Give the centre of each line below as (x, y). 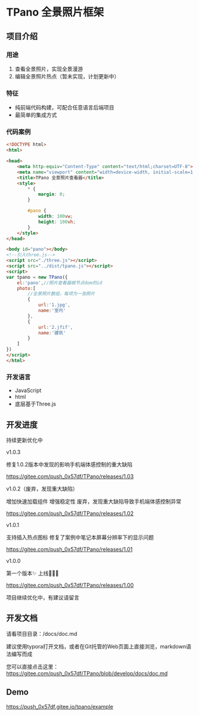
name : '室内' (52, 311)
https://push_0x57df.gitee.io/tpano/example (60, 706)
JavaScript (28, 391)
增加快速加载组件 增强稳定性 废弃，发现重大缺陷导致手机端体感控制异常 (94, 501)
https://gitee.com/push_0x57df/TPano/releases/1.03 (70, 476)
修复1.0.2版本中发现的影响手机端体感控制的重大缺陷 (69, 464)
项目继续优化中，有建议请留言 (43, 597)
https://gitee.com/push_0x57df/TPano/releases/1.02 (70, 513)
